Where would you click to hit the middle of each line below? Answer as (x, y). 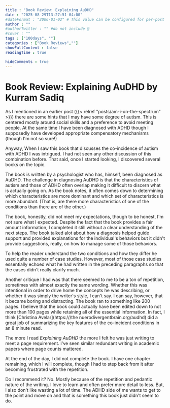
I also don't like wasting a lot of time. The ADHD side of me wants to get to (83, 390)
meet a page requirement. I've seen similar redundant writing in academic (82, 343)
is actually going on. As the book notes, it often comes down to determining (84, 191)
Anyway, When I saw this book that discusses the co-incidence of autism (82, 148)
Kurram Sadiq (35, 98)
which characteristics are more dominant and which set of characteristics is (84, 196)
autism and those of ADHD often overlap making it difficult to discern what (83, 185)
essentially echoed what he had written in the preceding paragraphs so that (84, 264)
